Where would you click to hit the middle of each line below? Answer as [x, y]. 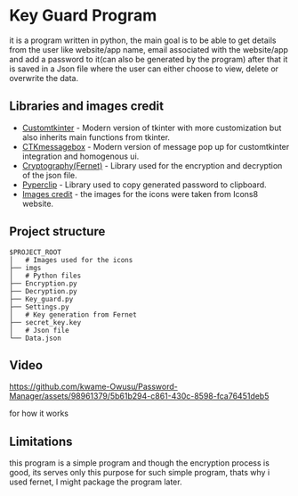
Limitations [41, 441]
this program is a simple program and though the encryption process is [139, 463]
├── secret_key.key [45, 322]
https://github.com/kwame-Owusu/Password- [93, 387]
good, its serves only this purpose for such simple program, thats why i [140, 473]
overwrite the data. [44, 78]
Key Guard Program [83, 16]
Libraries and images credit [87, 107]
